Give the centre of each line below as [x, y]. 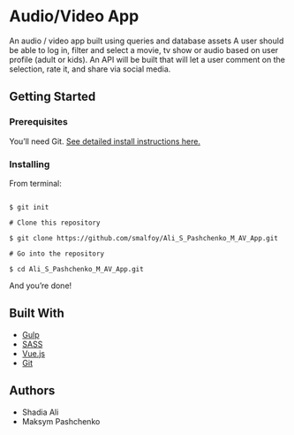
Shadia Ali [40, 412]
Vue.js [34, 353]
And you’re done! [41, 286]
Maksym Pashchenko [61, 421]
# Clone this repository [55, 223]
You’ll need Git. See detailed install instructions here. [105, 141]
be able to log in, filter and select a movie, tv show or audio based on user [144, 50]
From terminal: [35, 183]
